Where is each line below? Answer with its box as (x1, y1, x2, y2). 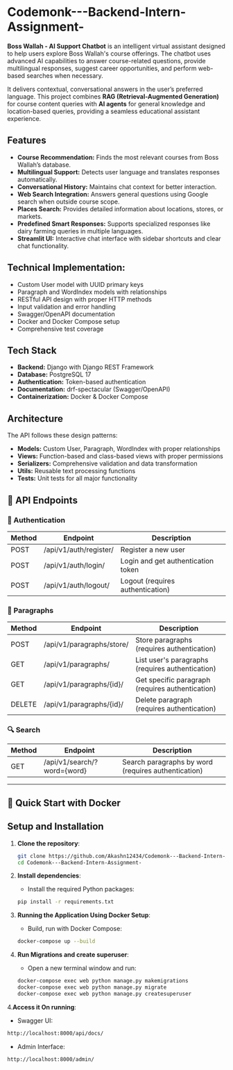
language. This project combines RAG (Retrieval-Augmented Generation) (7, 92, 220, 101)
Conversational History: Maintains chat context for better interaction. (17, 182, 217, 191)
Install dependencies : (17, 871, 81, 880)
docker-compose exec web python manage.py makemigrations (17, 978, 189, 985)
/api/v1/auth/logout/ (44, 580, 110, 590)
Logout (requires (120, 576, 175, 586)
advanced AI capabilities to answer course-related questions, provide (7, 56, 206, 65)
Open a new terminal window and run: (27, 964, 137, 973)
